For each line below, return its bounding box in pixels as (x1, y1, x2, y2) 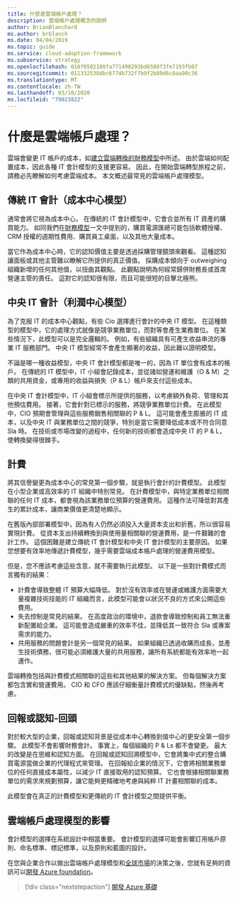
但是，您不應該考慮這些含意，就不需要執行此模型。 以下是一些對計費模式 (7, 562, 220, 570)
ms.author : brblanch (7, 30, 69, 38)
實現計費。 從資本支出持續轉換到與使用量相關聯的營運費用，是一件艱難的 (7, 529, 220, 538)
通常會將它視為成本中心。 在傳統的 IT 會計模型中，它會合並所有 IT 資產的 (7, 214, 220, 223)
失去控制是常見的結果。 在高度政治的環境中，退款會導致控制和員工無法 (17, 612, 225, 621)
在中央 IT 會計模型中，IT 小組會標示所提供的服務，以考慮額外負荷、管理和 (7, 391, 223, 399)
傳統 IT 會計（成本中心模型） (7, 194, 132, 206)
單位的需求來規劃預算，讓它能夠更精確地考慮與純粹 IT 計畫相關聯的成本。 (7, 777, 222, 785)
